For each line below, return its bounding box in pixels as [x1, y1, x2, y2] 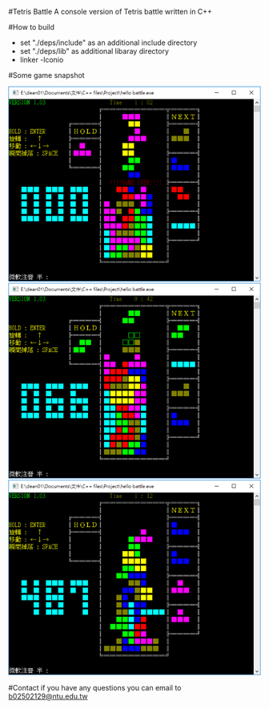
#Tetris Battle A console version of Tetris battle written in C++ [8, 7, 212, 16]
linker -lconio [19, 55, 64, 64]
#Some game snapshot [8, 71, 86, 79]
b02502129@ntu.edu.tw [8, 691, 88, 701]
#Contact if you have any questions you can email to [8, 683, 182, 692]
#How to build [8, 22, 54, 31]
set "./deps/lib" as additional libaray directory [19, 47, 170, 55]
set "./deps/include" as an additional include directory [19, 38, 198, 47]
